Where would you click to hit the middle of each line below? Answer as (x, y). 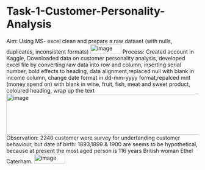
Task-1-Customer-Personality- (86, 11)
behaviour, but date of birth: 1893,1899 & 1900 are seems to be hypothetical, (102, 144)
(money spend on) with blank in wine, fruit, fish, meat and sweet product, (98, 84)
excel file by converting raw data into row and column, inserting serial (94, 65)
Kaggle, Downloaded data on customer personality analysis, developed (96, 58)
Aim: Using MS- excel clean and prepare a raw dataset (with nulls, (89, 41)
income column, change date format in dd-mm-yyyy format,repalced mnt (99, 77)
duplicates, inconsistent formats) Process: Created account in (100, 51)
